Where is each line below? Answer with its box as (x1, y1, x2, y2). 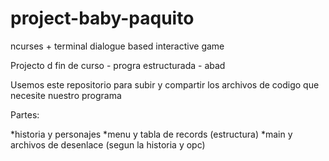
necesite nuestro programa (10, 89, 122, 101)
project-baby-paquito (10, 7, 195, 30)
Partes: (10, 108, 40, 121)
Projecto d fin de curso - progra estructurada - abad (10, 59, 226, 71)
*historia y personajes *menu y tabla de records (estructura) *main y (10, 128, 293, 140)
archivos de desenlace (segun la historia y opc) (10, 138, 206, 151)
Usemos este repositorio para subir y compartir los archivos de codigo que (10, 78, 320, 91)
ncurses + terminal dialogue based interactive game (10, 40, 225, 52)
